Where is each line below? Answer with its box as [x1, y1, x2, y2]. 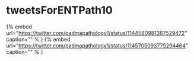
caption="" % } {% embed [6, 36, 71, 43]
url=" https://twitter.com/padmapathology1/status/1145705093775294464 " [6, 42, 189, 49]
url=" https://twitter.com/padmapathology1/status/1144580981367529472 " [6, 29, 187, 36]
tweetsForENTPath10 [6, 4, 113, 17]
